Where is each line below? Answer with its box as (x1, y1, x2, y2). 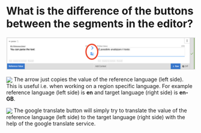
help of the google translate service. (6, 120, 96, 127)
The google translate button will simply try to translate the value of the (13, 107, 187, 114)
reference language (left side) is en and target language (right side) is (6, 89, 178, 96)
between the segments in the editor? (6, 17, 193, 31)
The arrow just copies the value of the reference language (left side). (13, 76, 184, 83)
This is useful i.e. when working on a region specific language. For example (6, 83, 193, 90)
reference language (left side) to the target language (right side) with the (6, 114, 185, 121)
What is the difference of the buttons (6, 4, 194, 18)
